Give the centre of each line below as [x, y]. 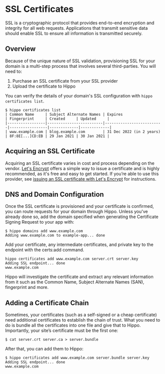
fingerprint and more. [27, 287]
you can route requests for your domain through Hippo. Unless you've [77, 212]
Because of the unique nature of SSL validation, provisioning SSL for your [80, 61]
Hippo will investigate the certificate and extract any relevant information [79, 277]
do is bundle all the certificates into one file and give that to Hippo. [73, 326]
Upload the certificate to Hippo [44, 86]
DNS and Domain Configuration [55, 194]
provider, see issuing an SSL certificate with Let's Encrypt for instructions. [81, 179]
